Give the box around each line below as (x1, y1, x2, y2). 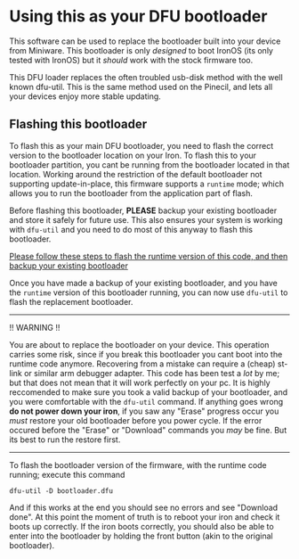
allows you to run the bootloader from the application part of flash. (9, 187, 254, 198)
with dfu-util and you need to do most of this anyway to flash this (9, 224, 254, 234)
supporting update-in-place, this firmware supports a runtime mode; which (9, 178, 285, 189)
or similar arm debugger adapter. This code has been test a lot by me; (23, 367, 280, 378)
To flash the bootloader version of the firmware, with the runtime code (9, 459, 267, 470)
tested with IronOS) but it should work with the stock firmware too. (9, 54, 254, 65)
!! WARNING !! (9, 322, 61, 333)
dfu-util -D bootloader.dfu (9, 486, 114, 496)
